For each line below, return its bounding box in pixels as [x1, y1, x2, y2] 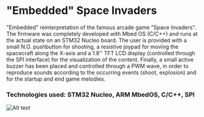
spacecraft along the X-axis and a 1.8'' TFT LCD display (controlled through [6, 49, 195, 56]
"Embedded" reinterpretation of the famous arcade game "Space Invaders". [6, 24, 197, 31]
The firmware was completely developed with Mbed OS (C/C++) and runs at [6, 30, 198, 37]
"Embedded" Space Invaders [6, 4, 157, 18]
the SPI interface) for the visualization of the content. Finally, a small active [6, 56, 194, 63]
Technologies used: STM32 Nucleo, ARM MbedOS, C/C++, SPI [6, 90, 195, 99]
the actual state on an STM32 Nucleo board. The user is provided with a [6, 36, 187, 44]
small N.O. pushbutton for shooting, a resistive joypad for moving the [6, 43, 179, 50]
